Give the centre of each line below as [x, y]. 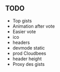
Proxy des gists [28, 64]
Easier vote [24, 31]
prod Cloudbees [29, 53]
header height [27, 59]
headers [21, 42]
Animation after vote [34, 26]
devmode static [29, 47]
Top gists [22, 20]
